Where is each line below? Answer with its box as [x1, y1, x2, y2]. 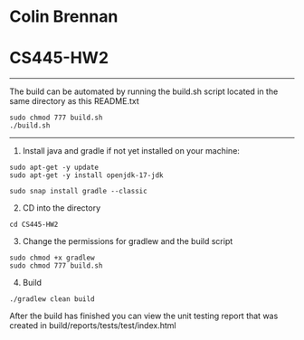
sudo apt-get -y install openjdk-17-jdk [9, 171, 165, 180]
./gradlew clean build [9, 295, 95, 304]
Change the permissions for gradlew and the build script [22, 236, 233, 247]
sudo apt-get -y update [9, 163, 100, 173]
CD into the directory [22, 203, 101, 213]
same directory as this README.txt [9, 96, 140, 107]
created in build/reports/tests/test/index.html [9, 320, 176, 331]
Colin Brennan [9, 6, 119, 27]
